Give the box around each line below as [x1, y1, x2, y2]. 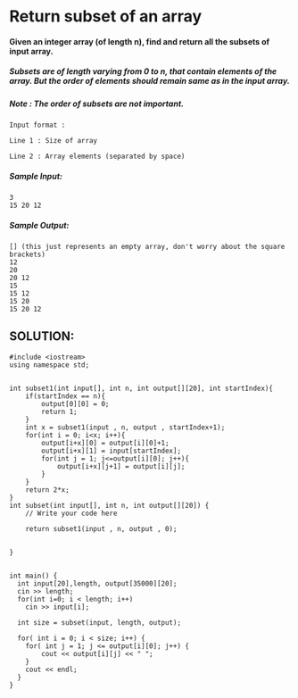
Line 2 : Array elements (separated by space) [9, 152, 186, 162]
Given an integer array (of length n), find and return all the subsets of [9, 36, 270, 46]
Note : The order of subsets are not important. [9, 98, 185, 109]
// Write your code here [25, 509, 118, 518]
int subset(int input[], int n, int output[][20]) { [9, 501, 210, 510]
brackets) [9, 250, 46, 260]
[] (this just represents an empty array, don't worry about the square [9, 243, 286, 252]
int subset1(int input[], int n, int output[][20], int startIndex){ [9, 384, 274, 393]
